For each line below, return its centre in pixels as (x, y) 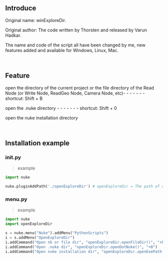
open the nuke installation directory (42, 117)
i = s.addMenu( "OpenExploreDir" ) (40, 237)
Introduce (21, 8)
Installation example (37, 143)
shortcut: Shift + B (24, 98)
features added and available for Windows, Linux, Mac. (62, 50)
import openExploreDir (29, 224)
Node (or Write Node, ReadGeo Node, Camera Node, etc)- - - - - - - (75, 93)
